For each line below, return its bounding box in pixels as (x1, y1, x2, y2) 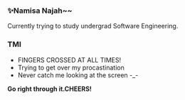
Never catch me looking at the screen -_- (17, 70, 139, 79)
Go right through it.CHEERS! (7, 84, 92, 93)
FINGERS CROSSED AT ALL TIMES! (17, 55, 122, 64)
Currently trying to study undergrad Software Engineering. (7, 22, 179, 30)
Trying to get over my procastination (17, 63, 125, 72)
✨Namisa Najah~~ (7, 6, 73, 16)
